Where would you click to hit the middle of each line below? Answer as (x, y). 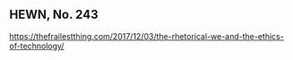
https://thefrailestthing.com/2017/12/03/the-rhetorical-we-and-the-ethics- (146, 36)
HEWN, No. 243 (54, 15)
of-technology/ (37, 46)
